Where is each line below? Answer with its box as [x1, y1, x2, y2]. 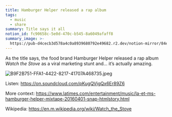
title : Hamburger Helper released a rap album [5, 7, 106, 13]
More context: [5, 90, 35, 96]
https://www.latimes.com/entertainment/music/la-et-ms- [35, 90, 156, 96]
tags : [5, 12, 17, 17]
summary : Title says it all [5, 27, 66, 32]
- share [10, 22, 27, 27]
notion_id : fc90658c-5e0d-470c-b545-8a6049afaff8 [5, 31, 114, 36]
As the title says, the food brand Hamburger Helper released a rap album [5, 55, 159, 61]
